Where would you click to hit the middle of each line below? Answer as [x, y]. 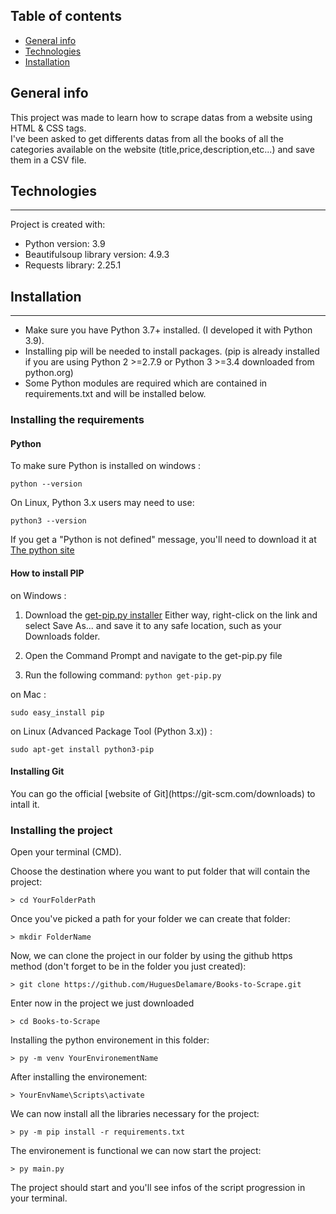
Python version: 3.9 [65, 244]
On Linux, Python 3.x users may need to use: [102, 503]
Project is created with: [58, 225]
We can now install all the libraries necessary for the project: [135, 1114]
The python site [42, 550]
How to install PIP [47, 573]
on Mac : [28, 694]
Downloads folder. [62, 636]
